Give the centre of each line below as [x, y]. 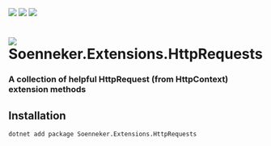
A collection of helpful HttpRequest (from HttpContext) [119, 79]
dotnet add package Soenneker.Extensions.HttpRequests [103, 134]
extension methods [47, 90]
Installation [37, 116]
